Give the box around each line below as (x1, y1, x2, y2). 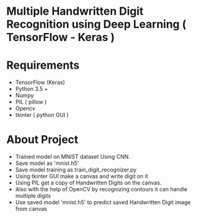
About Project (6, 133, 79, 147)
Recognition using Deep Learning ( (6, 17, 187, 31)
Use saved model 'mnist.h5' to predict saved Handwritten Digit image (15, 199, 191, 206)
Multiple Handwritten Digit (6, 4, 144, 18)
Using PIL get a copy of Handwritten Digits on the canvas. (15, 179, 162, 186)
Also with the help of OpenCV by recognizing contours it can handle (15, 186, 188, 193)
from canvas (15, 205, 47, 213)
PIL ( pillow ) (15, 98, 47, 105)
